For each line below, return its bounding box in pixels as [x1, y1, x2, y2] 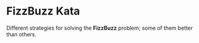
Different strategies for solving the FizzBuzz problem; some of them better [6, 24, 193, 31]
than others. [6, 30, 37, 38]
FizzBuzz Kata [6, 4, 80, 18]
